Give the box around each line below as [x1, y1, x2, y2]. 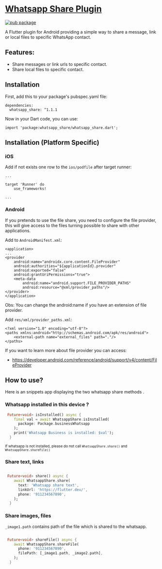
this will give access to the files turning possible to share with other [5, 222, 140, 228]
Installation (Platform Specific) [5, 138, 99, 147]
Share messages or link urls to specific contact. [12, 61, 108, 67]
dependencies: [5, 103, 34, 108]
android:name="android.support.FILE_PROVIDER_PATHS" [22, 280, 131, 286]
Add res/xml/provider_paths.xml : [5, 316, 72, 322]
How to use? [5, 376, 44, 384]
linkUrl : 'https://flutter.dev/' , [17, 487, 88, 492]
